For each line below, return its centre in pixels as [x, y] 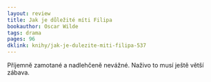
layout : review [29, 13]
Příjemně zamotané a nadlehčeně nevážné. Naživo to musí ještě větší [105, 65]
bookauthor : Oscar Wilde [43, 26]
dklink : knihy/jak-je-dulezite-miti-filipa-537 [77, 45]
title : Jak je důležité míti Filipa [60, 20]
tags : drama [24, 33]
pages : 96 [21, 39]
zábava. [18, 72]
